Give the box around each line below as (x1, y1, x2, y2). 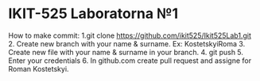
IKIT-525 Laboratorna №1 (8, 5, 179, 23)
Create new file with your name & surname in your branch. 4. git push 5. (8, 47, 244, 57)
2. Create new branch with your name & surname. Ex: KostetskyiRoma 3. (8, 39, 246, 48)
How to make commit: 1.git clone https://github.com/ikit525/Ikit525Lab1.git (8, 31, 252, 40)
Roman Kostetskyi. (8, 64, 69, 73)
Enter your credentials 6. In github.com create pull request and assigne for (8, 56, 252, 65)
